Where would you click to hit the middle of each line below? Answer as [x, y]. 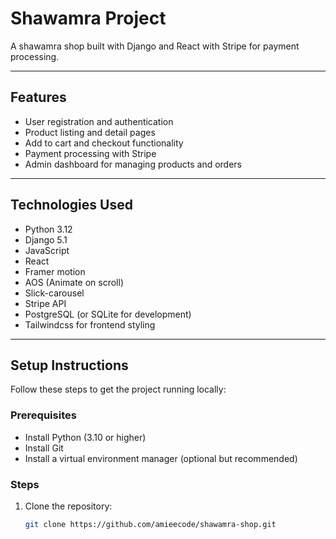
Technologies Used [71, 205]
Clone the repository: [68, 506]
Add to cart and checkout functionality [104, 143]
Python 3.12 [48, 229]
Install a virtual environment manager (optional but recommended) [161, 458]
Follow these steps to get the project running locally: [118, 389]
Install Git [44, 448]
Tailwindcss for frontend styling [90, 324]
